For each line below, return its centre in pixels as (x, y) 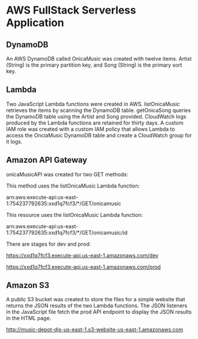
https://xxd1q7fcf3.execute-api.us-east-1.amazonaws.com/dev (82, 255)
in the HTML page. (29, 318)
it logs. (14, 141)
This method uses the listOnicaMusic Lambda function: (73, 186)
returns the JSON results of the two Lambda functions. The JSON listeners (97, 306)
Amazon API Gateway (47, 160)
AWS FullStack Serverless (71, 10)
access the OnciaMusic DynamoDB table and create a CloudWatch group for (99, 135)
